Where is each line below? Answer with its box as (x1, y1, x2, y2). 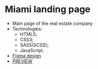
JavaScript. (19, 47, 44, 53)
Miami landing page (5, 4, 91, 15)
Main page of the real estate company (12, 20, 93, 26)
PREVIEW (12, 58, 33, 64)
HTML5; (19, 31, 37, 37)
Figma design (12, 52, 42, 59)
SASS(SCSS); (19, 42, 49, 48)
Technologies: (12, 25, 43, 31)
